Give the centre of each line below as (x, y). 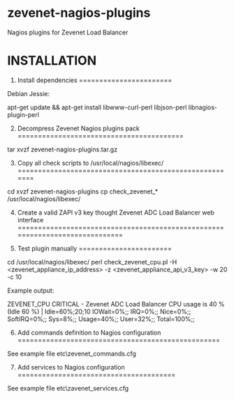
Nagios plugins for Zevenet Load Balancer (68, 32)
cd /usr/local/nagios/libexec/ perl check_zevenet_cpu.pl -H (92, 262)
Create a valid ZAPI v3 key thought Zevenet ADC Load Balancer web (116, 212)
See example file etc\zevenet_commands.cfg (72, 353)
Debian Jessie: (29, 93)
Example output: (31, 290)
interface (30, 219)
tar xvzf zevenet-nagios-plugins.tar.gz (62, 149)
